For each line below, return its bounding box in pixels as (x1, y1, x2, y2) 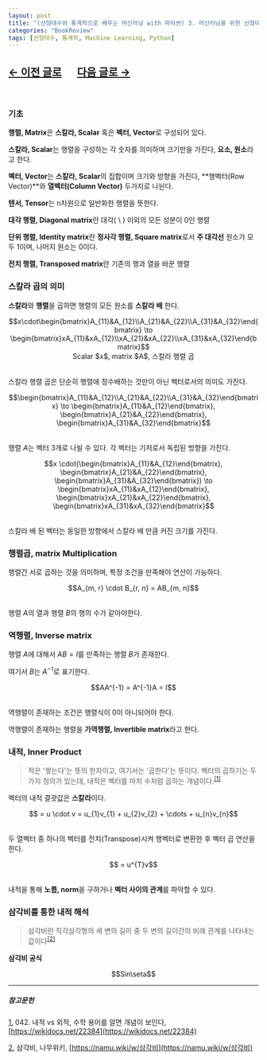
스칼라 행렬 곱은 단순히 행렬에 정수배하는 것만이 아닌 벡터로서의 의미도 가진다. (8, 376, 248, 386)
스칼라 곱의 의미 (8, 281, 65, 292)
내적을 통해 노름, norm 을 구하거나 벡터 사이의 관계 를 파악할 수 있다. (8, 884, 216, 894)
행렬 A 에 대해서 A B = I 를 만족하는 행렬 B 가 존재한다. (8, 649, 169, 659)
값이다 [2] (27, 935, 56, 945)
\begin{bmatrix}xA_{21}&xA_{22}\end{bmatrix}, (56, 493, 211, 502)
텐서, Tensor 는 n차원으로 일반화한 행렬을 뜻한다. (8, 198, 159, 208)
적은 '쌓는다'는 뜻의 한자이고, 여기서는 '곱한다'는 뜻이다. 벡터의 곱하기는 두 (27, 766, 257, 776)
